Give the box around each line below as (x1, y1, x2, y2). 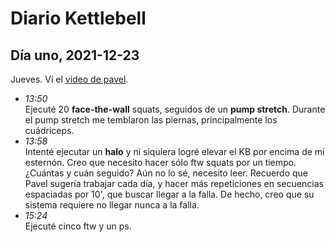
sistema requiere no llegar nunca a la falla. (24, 199, 200, 211)
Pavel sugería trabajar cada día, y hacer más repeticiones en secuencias (24, 178, 324, 189)
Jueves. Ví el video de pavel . (10, 73, 129, 85)
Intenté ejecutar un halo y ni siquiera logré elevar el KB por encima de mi (24, 146, 325, 157)
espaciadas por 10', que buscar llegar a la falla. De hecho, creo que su (24, 188, 315, 200)
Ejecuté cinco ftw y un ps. (24, 220, 132, 232)
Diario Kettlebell (10, 7, 147, 30)
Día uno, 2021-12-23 (10, 47, 140, 64)
